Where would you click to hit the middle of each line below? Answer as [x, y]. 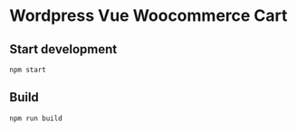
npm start [28, 70]
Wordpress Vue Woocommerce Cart [148, 16]
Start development [63, 49]
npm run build [36, 118]
